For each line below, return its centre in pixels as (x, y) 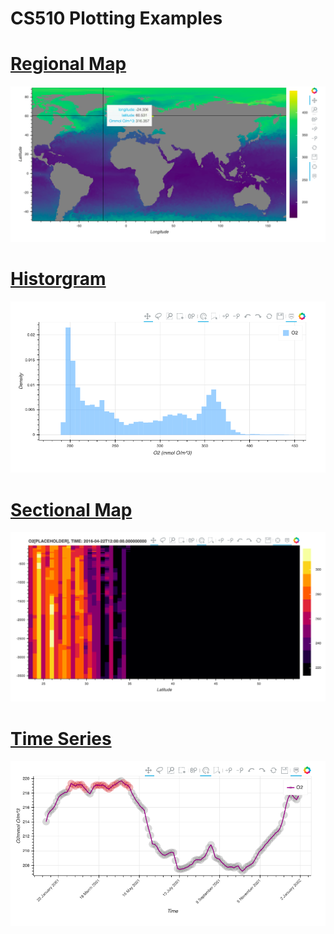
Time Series (61, 738)
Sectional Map (71, 509)
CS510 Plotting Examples (116, 18)
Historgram (58, 279)
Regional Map (68, 64)
